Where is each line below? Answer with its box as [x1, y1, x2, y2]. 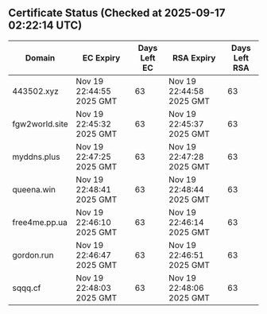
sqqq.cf [12, 282, 41, 293]
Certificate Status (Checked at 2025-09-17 [8, 6, 226, 20]
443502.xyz [12, 85, 60, 96]
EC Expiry [82, 52, 121, 63]
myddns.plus [12, 151, 60, 162]
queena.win [12, 184, 56, 195]
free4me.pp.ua [12, 216, 68, 227]
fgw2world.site [12, 118, 69, 130]
